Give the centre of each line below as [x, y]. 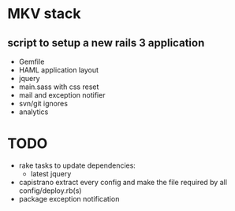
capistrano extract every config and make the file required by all [123, 182]
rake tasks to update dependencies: [77, 165]
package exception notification [69, 198]
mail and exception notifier [62, 95]
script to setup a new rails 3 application [106, 43]
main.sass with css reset [59, 87]
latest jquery [51, 173]
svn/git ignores [43, 104]
